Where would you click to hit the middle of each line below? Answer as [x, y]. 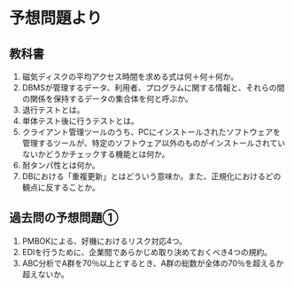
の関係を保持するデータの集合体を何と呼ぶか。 [107, 99]
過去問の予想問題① [64, 218]
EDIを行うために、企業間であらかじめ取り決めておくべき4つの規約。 [147, 252]
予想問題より [56, 18]
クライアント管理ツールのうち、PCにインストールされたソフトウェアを [151, 132]
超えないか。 [45, 274]
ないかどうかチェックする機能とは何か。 [96, 154]
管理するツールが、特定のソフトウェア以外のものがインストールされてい [154, 143]
